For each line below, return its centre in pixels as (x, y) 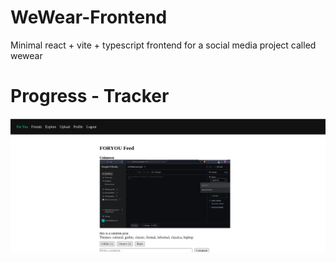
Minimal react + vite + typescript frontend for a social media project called (163, 45)
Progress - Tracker (90, 96)
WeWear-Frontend (89, 17)
